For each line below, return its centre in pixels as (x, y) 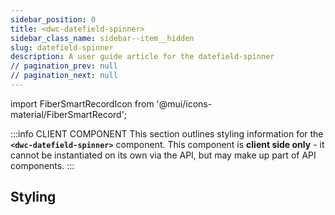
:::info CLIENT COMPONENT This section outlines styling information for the (167, 133)
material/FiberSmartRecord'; (69, 114)
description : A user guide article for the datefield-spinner (142, 57)
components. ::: (42, 165)
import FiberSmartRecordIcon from (82, 103)
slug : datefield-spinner (62, 47)
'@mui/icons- (184, 103)
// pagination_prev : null (64, 66)
